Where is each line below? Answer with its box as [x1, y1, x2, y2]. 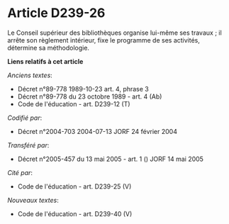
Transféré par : [7, 140, 50, 150]
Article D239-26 [7, 5, 106, 21]
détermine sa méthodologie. [7, 43, 90, 52]
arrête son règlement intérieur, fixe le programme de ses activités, [7, 35, 201, 44]
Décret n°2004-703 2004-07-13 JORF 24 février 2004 [17, 127, 177, 135]
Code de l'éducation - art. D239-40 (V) [17, 209, 133, 218]
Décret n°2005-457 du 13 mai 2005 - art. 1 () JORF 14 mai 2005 [17, 155, 204, 163]
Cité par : [7, 168, 33, 177]
